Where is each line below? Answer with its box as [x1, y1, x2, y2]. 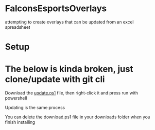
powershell [5, 95, 27, 101]
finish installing [5, 119, 35, 125]
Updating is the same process [5, 105, 65, 111]
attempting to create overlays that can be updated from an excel [5, 19, 134, 25]
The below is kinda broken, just [5, 64, 134, 74]
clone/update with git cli [5, 74, 105, 85]
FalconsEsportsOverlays [5, 3, 107, 14]
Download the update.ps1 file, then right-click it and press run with [5, 90, 138, 96]
